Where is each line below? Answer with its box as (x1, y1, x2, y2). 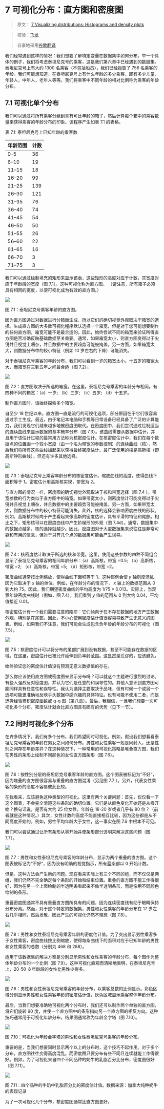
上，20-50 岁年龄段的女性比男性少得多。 (5, 966, 87, 972)
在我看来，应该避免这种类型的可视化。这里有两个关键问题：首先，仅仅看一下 (5, 794, 159, 800)
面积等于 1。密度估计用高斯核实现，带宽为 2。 (5, 479, 98, 484)
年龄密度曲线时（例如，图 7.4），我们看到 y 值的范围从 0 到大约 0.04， (9, 592, 150, 598)
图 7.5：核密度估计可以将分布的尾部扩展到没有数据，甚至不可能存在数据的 (5, 647, 153, 652)
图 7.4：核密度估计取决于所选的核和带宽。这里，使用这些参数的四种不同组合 (5, 551, 158, 557)
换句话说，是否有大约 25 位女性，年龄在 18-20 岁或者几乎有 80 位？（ (13, 806, 154, 812)
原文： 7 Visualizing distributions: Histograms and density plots (17, 21, 144, 27)
